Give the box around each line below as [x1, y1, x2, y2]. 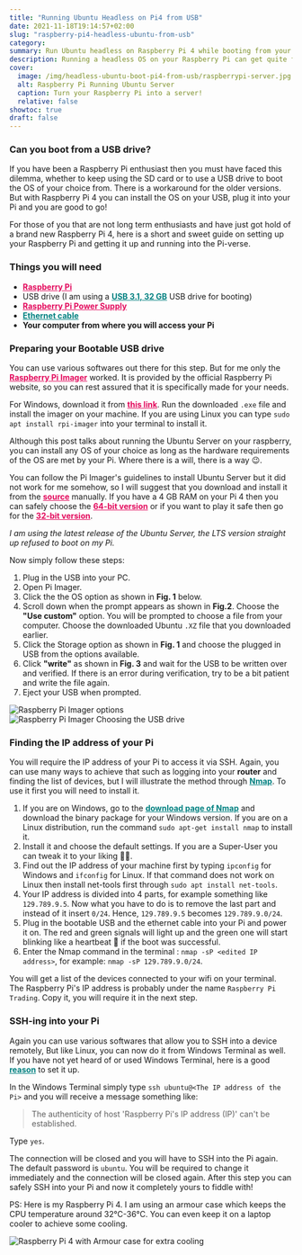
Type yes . [9, 1135, 45, 1146]
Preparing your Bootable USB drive [9, 342, 164, 354]
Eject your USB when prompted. [22, 687, 142, 698]
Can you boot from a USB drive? [9, 143, 151, 156]
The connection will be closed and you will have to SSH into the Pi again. [9, 1152, 279, 1163]
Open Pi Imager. [22, 582, 83, 593]
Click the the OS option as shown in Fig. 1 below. [22, 591, 202, 603]
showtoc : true [9, 105, 63, 114]
